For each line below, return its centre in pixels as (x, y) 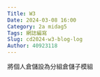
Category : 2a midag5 (37, 26)
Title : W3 (22, 14)
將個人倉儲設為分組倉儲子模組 (50, 66)
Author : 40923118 (33, 46)
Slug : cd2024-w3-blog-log (45, 40)
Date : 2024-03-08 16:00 (42, 20)
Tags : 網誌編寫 (27, 33)
